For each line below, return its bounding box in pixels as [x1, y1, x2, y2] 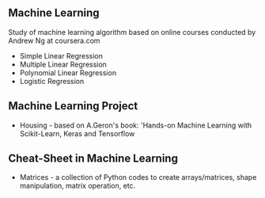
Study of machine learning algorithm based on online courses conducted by [8, 27, 256, 36]
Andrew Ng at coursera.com [8, 36, 100, 45]
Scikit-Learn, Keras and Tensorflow [19, 128, 135, 138]
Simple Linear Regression [19, 51, 104, 60]
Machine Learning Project [8, 99, 138, 113]
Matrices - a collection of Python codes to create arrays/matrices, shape [19, 173, 257, 182]
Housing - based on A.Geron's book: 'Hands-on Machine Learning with [19, 120, 252, 130]
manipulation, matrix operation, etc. [19, 181, 136, 191]
